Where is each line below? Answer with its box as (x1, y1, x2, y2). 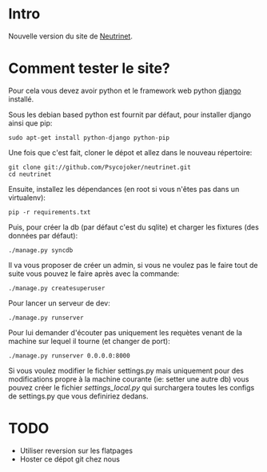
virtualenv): (8, 193, 46, 202)
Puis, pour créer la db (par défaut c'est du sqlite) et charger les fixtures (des (8, 222, 260, 232)
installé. (8, 94, 34, 104)
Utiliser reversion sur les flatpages (19, 446, 133, 455)
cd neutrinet (8, 170, 52, 178)
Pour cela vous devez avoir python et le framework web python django (8, 86, 241, 95)
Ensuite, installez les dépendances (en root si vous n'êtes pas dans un (8, 184, 240, 194)
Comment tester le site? (8, 59, 170, 78)
